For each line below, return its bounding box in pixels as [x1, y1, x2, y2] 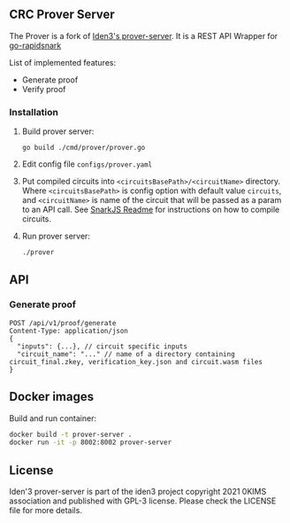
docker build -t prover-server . [9, 430, 133, 439]
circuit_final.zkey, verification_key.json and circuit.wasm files [9, 357, 263, 366]
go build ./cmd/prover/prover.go [21, 144, 146, 152]
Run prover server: [21, 230, 91, 242]
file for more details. [9, 505, 82, 516]
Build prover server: [21, 126, 95, 137]
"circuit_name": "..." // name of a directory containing [17, 349, 236, 358]
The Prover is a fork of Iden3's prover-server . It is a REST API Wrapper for [9, 30, 279, 41]
